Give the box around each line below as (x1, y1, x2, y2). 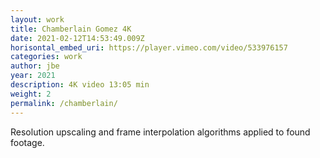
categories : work (10, 52, 83, 62)
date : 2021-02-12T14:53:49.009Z (10, 33, 145, 43)
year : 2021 (10, 71, 56, 81)
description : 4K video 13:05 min (10, 80, 150, 90)
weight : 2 (10, 89, 52, 99)
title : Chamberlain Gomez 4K (10, 24, 132, 34)
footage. (10, 136, 45, 148)
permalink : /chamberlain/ (10, 98, 118, 108)
